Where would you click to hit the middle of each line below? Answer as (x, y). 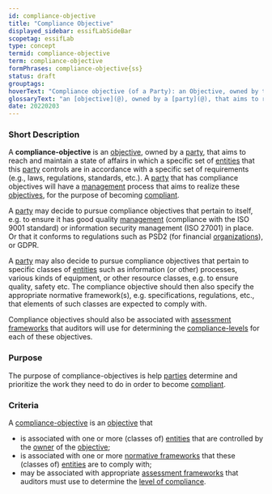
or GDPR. (24, 245)
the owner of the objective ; (65, 447)
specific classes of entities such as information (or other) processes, (123, 270)
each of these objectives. (51, 337)
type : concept (32, 46)
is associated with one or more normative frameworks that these (128, 456)
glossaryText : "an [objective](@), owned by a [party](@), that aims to (134, 99)
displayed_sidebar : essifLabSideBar (70, 31)
